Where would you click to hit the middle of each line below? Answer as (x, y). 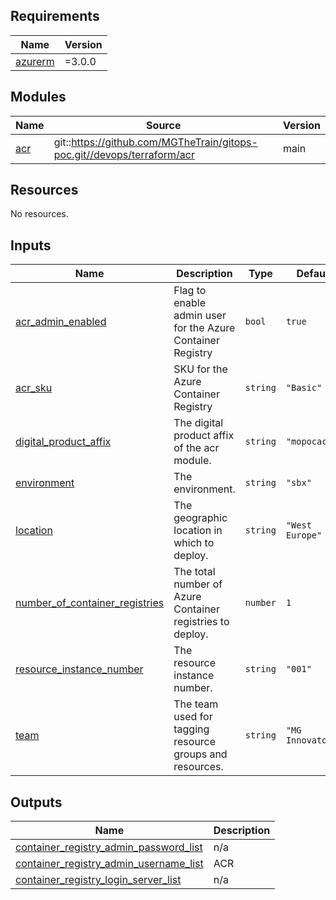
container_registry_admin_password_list (109, 847)
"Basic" (304, 388)
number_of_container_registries (90, 603)
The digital (198, 423)
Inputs (31, 245)
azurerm (35, 61)
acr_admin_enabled (61, 322)
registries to (201, 622)
